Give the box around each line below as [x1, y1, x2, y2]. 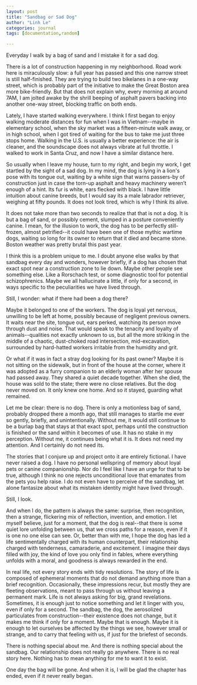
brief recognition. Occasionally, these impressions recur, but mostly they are [6, 581, 191, 588]
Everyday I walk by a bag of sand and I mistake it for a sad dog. [6, 52, 159, 59]
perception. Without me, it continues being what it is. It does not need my [6, 436, 184, 443]
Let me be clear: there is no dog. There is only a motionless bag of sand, [6, 404, 181, 412]
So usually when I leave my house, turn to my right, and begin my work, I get [6, 161, 191, 168]
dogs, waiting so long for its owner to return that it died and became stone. [6, 235, 187, 242]
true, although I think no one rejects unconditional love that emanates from [6, 472, 186, 479]
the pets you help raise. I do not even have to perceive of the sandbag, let [6, 478, 184, 485]
